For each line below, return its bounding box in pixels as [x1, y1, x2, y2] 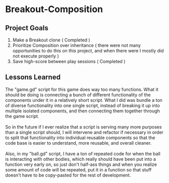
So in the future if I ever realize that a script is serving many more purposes [5, 124, 162, 130]
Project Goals [5, 24, 49, 32]
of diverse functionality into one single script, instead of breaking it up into [5, 102, 160, 108]
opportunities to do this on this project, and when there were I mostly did [12, 48, 164, 53]
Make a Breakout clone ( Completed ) [12, 37, 90, 43]
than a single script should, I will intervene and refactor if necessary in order [5, 129, 164, 135]
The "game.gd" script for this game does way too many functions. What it [5, 86, 158, 92]
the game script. [5, 113, 39, 119]
